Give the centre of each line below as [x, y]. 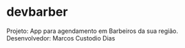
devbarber [37, 12]
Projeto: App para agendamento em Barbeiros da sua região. [92, 31]
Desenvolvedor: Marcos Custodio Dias [61, 38]
